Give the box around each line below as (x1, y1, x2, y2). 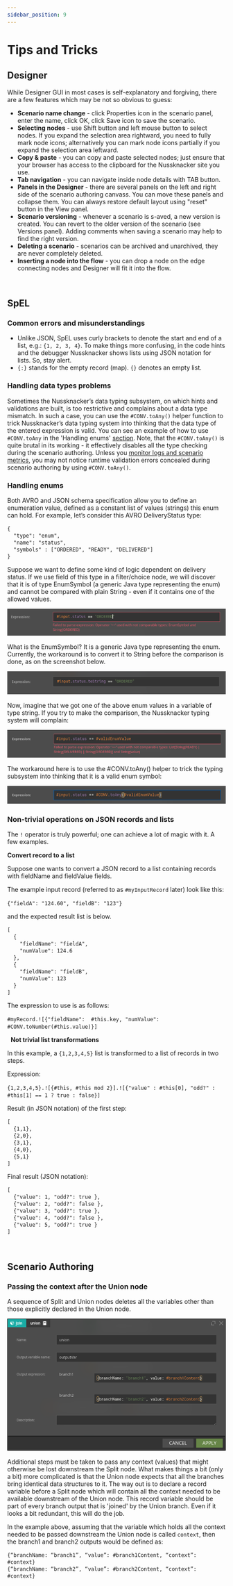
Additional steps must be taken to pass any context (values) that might (7, 1457, 209, 1466)
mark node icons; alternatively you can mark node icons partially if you (17, 138, 221, 147)
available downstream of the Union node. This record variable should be (7, 1494, 214, 1503)
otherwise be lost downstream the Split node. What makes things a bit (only (7, 1465, 223, 1473)
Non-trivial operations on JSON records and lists (7, 814, 175, 824)
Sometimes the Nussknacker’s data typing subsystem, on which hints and (7, 397, 218, 405)
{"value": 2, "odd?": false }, (13, 1200, 104, 1208)
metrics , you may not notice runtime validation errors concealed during (7, 456, 210, 464)
